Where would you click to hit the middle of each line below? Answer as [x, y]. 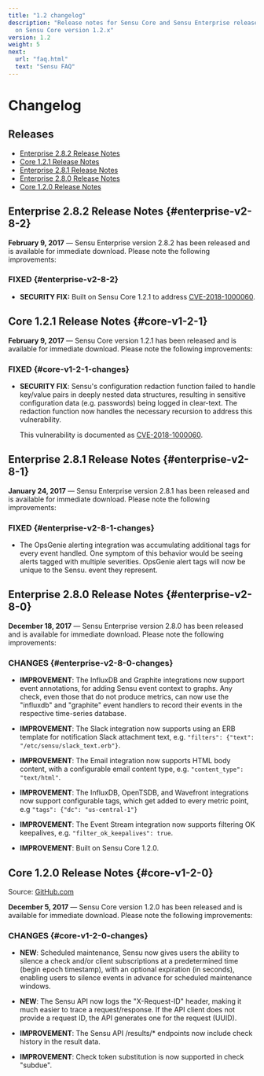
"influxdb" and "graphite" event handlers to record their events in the [131, 705]
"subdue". [36, 1065]
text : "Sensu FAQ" [46, 67]
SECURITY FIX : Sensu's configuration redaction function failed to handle [137, 386]
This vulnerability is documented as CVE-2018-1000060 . [111, 435]
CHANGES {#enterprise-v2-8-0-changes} [91, 663]
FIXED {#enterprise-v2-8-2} [64, 280]
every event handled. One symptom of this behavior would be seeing [131, 553]
